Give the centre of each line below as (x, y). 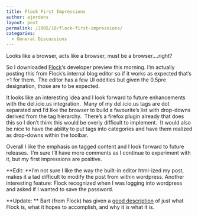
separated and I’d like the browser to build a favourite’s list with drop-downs (98, 110)
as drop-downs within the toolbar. (47, 135)
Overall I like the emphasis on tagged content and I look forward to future (95, 146)
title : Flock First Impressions (46, 12)
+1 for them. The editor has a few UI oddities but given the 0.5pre (86, 80)
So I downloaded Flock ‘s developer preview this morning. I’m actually (90, 67)
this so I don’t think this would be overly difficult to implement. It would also (98, 122)
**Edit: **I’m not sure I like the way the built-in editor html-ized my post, (95, 171)
